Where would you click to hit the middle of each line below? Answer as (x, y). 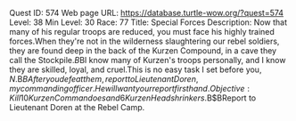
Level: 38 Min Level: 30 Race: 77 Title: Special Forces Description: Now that (148, 22)
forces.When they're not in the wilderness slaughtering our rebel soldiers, (144, 41)
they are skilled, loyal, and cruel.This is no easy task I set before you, (136, 69)
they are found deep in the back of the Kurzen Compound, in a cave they (143, 51)
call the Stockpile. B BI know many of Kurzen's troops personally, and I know (148, 60)
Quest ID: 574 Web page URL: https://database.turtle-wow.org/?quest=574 (146, 13)
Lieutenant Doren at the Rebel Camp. (77, 107)
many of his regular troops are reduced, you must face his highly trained (142, 32)
